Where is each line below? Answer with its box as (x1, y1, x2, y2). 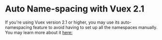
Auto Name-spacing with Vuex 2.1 (5, 3, 145, 14)
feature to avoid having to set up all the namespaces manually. (33, 24, 158, 30)
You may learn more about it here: (5, 29, 73, 35)
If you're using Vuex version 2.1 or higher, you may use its (5, 19, 120, 25)
